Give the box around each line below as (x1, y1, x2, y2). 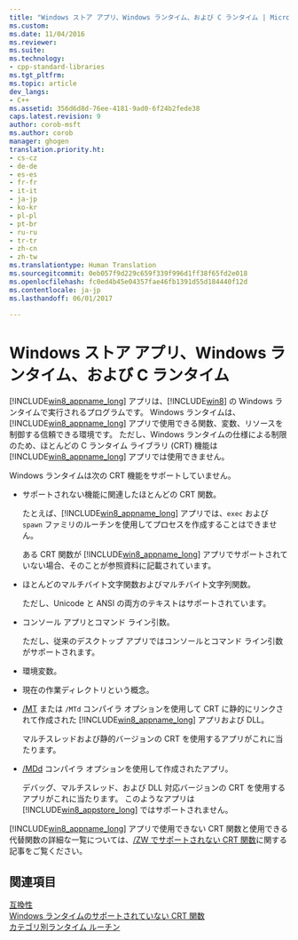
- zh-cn (9, 244, 38, 253)
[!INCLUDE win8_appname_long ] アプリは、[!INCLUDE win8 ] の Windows (9, 396, 273, 407)
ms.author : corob (9, 129, 74, 138)
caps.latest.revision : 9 (9, 112, 101, 121)
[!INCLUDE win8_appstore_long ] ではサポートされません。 (21, 805, 233, 816)
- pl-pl (9, 211, 38, 220)
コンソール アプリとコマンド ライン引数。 (21, 617, 175, 627)
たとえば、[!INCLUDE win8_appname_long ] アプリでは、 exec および (21, 508, 269, 519)
